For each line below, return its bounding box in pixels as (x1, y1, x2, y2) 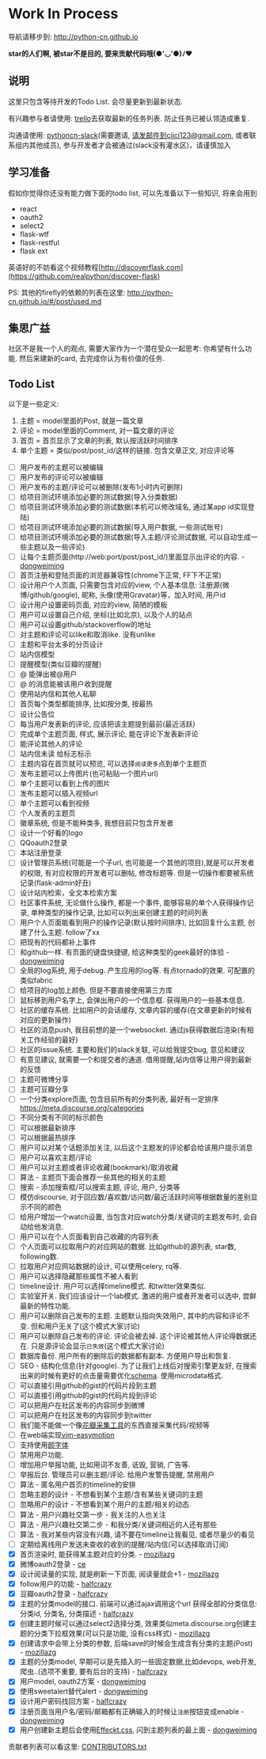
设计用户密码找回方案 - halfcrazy (19, 1696, 127, 1706)
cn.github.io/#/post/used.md (8, 296, 102, 306)
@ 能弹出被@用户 (19, 670, 78, 679)
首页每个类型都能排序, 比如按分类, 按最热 (19, 699, 153, 709)
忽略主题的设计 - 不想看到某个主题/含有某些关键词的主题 (19, 1490, 203, 1499)
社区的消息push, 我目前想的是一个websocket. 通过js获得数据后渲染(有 (19, 1025, 247, 1035)
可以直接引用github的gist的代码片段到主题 (19, 1381, 157, 1390)
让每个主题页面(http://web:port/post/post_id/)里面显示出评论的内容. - (19, 552, 245, 561)
